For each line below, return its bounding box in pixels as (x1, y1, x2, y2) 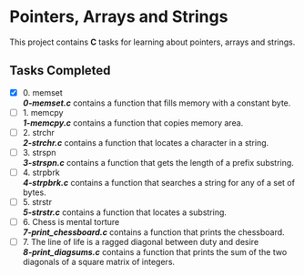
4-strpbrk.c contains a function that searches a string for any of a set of (22, 178, 296, 189)
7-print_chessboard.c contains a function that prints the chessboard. (22, 227, 285, 238)
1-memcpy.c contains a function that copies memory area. (22, 117, 244, 128)
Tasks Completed (9, 63, 111, 78)
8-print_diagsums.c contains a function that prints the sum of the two (22, 247, 288, 258)
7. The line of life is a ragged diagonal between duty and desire (22, 237, 259, 248)
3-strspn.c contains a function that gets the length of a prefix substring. (22, 158, 294, 168)
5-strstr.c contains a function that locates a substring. (22, 207, 228, 218)
